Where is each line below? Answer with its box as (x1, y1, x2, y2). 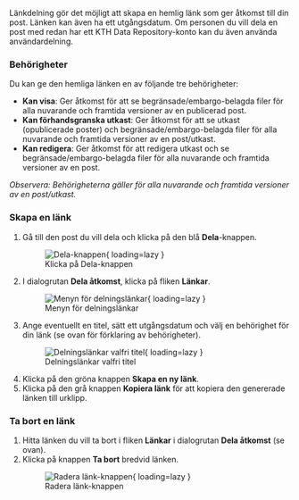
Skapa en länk (9, 212, 71, 224)
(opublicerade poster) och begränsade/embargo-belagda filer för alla (21, 124, 278, 135)
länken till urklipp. (21, 392, 87, 403)
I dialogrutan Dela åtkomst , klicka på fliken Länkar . (21, 276, 211, 287)
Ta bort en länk (9, 414, 76, 427)
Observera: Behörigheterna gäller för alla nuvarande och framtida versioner (9, 179, 290, 190)
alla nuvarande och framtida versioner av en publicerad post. (21, 105, 247, 116)
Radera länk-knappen (44, 480, 124, 491)
